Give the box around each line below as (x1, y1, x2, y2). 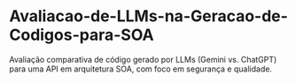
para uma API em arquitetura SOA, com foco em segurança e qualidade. (9, 64, 273, 74)
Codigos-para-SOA (9, 25, 154, 45)
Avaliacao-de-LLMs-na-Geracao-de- (9, 6, 288, 26)
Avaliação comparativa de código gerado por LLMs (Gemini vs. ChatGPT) (9, 54, 277, 64)
